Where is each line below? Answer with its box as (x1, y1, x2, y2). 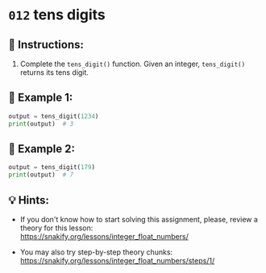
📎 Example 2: (8, 142, 75, 155)
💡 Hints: (8, 193, 50, 207)
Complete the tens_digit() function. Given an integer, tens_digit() (19, 59, 246, 68)
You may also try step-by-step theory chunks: (19, 247, 173, 257)
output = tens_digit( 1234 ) (8, 112, 99, 120)
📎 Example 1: (8, 91, 73, 105)
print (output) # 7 (8, 171, 74, 179)
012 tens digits (8, 6, 106, 24)
